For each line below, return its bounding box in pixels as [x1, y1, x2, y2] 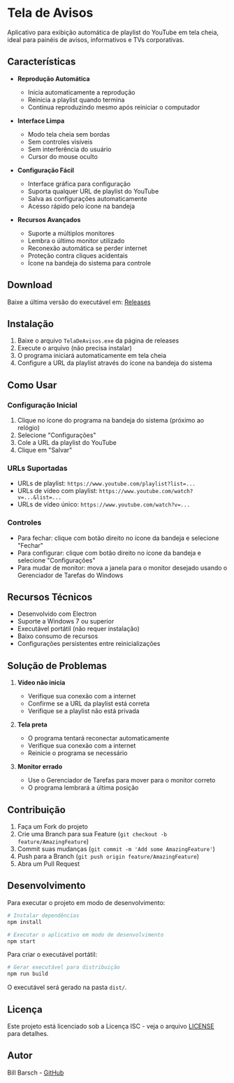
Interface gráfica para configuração [27, 179, 131, 188]
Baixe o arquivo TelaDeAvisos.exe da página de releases [17, 336, 180, 345]
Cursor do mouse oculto [27, 152, 98, 160]
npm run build [7, 970, 49, 978]
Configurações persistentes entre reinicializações [17, 640, 161, 648]
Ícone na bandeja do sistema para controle [27, 258, 152, 267]
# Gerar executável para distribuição [7, 964, 120, 971]
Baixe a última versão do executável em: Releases [7, 298, 151, 306]
